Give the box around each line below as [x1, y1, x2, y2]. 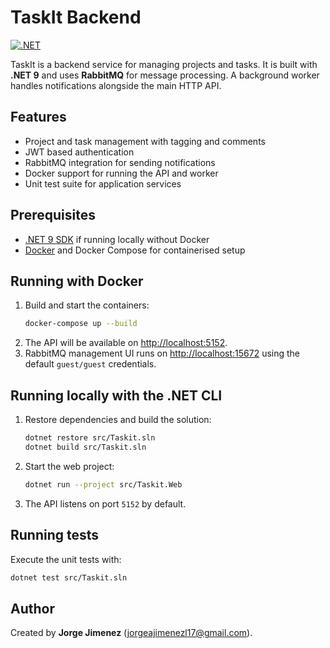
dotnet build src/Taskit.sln [24, 442, 147, 452]
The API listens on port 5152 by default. [24, 497, 187, 510]
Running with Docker [10, 272, 144, 290]
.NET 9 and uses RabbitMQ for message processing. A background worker [10, 69, 320, 81]
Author [10, 600, 55, 617]
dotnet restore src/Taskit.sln [24, 433, 156, 443]
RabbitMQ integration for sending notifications [24, 156, 216, 168]
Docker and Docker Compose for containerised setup [24, 244, 246, 256]
